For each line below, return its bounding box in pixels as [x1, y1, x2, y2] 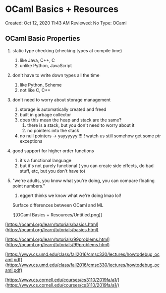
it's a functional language [19, 157, 72, 163]
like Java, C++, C [19, 57, 55, 63]
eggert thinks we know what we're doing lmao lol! [19, 193, 121, 198]
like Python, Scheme [19, 82, 62, 88]
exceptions [19, 138, 43, 144]
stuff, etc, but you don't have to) [19, 168, 86, 174]
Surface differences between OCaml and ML [12, 202, 104, 208]
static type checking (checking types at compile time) [12, 47, 122, 53]
